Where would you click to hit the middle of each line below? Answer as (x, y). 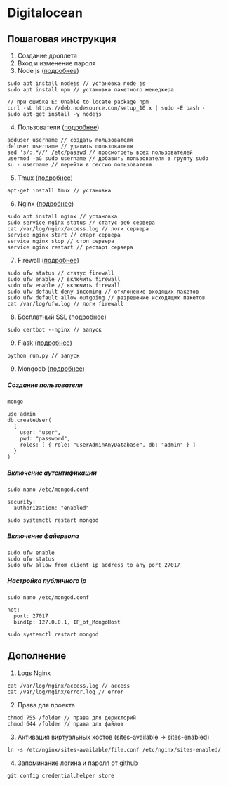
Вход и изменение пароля (56, 63)
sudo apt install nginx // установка (62, 216)
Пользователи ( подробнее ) (58, 127)
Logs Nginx (34, 673)
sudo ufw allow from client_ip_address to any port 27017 (94, 565)
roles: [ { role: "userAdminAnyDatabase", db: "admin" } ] (108, 445)
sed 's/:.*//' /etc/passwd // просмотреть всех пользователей (100, 152)
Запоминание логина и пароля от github (78, 763)
